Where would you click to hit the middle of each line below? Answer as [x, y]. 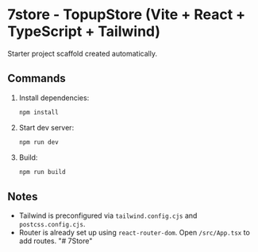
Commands [37, 78]
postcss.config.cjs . [52, 224]
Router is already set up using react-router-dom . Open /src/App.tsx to [135, 233]
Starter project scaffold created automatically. [83, 53]
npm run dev [39, 142]
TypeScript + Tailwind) [84, 31]
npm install [39, 112]
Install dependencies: [54, 98]
